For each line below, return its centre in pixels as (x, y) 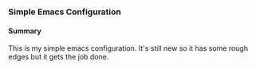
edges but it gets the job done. (59, 57)
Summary (25, 31)
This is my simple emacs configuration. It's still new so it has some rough (128, 48)
